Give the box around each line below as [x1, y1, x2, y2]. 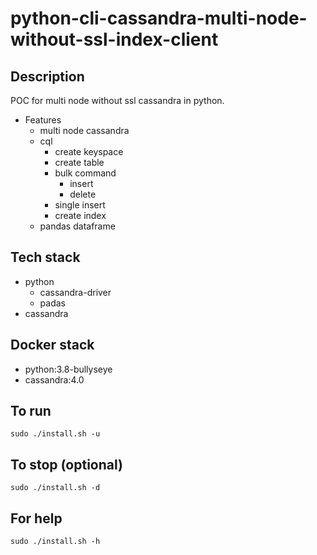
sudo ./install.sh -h [10, 537, 101, 547]
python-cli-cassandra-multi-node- [10, 7, 308, 30]
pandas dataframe [39, 220, 116, 232]
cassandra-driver [39, 286, 112, 298]
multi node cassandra [39, 125, 130, 136]
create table [54, 157, 105, 168]
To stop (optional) [10, 456, 123, 473]
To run [10, 403, 52, 420]
